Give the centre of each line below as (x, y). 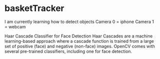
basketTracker (35, 8)
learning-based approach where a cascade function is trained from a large (79, 41)
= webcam (15, 26)
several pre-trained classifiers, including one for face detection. (68, 51)
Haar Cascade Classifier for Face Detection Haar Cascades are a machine (79, 36)
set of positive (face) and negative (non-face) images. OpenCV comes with (80, 46)
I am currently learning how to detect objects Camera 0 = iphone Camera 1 (79, 22)
